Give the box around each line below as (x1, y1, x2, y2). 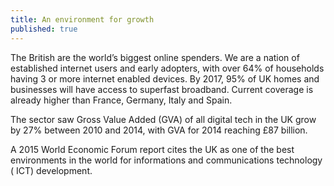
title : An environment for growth (10, 14, 155, 25)
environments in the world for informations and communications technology (10, 154, 323, 166)
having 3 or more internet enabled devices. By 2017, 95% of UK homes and (10, 72, 320, 85)
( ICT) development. (10, 164, 93, 176)
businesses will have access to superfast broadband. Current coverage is (10, 83, 314, 95)
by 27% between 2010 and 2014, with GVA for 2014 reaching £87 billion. (10, 124, 308, 136)
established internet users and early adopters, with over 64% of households (10, 62, 325, 74)
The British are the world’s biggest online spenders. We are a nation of (10, 51, 300, 63)
